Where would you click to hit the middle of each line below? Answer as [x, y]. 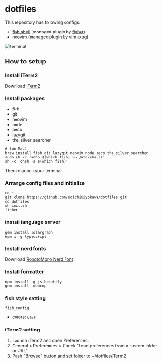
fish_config [17, 308]
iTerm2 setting [23, 330]
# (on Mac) [16, 149]
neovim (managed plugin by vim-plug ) [50, 37]
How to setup [25, 62]
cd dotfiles [17, 202]
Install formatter [24, 271]
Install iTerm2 [22, 75]
